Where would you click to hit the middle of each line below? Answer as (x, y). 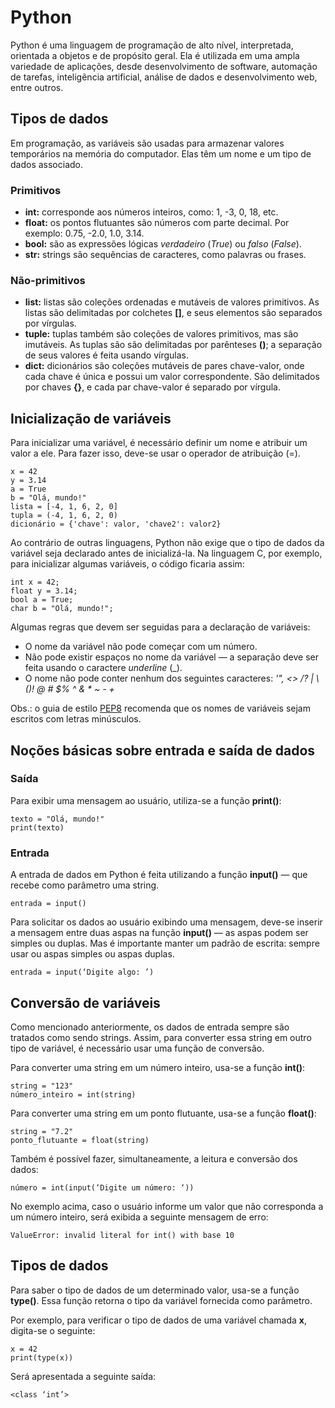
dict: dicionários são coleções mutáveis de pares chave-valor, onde (164, 366)
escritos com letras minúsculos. (76, 719)
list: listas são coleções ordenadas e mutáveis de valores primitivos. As (172, 302)
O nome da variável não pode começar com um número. (141, 647)
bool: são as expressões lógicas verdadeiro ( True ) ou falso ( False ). (163, 244)
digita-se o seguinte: (53, 1330)
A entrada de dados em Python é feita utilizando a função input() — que (159, 875)
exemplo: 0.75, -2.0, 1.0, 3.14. (84, 233)
